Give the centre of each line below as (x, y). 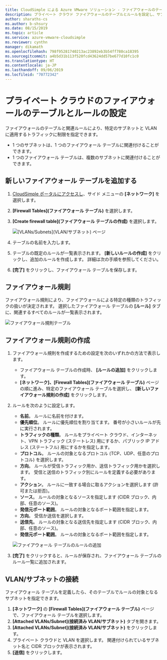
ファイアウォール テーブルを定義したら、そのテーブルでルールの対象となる (82, 592)
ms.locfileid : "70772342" (32, 75)
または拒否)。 (38, 491)
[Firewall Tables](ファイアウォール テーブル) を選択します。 (74, 210)
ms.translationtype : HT (30, 61)
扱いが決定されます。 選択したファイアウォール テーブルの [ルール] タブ (87, 306)
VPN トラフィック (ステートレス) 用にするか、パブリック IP (89, 441)
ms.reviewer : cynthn (27, 42)
